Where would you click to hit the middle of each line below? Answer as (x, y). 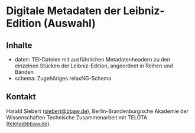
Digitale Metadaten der (64, 11)
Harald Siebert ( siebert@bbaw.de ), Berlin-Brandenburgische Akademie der (97, 111)
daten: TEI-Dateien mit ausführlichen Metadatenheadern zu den (92, 59)
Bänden (24, 72)
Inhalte (19, 45)
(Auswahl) (69, 23)
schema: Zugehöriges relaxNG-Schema (63, 78)
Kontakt (21, 97)
